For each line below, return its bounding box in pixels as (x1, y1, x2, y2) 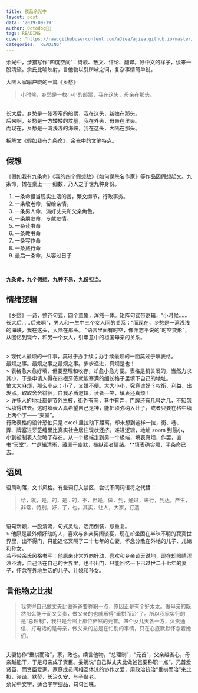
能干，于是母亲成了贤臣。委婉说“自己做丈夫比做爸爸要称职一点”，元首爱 (16, 659, 192, 666)
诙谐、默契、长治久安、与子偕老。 (16, 674, 99, 681)
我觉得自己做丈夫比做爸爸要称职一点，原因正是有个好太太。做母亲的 (20, 603, 186, 610)
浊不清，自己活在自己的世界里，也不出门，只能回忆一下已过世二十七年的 (6, 560, 181, 567)
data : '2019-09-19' (6, 19, 54, 25)
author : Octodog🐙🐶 (6, 25, 51, 31)
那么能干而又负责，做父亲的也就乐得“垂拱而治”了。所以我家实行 (25, 610, 181, 617)
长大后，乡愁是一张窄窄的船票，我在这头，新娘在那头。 (6, 110, 140, 117)
